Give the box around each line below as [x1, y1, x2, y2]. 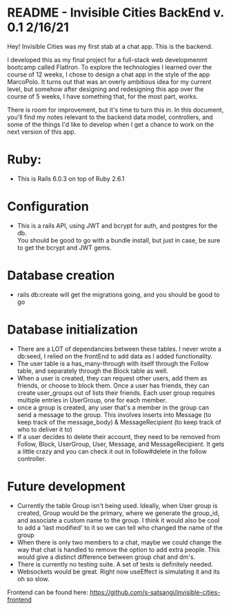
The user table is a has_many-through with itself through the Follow [17, 359, 209, 367]
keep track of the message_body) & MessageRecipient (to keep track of [17, 418, 222, 426]
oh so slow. [17, 574, 50, 583]
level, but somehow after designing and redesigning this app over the [7, 85, 204, 93]
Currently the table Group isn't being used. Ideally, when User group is [17, 501, 218, 509]
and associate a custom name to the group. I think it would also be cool [17, 516, 220, 525]
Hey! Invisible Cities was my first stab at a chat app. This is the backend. [7, 42, 213, 50]
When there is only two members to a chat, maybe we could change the [17, 538, 222, 546]
